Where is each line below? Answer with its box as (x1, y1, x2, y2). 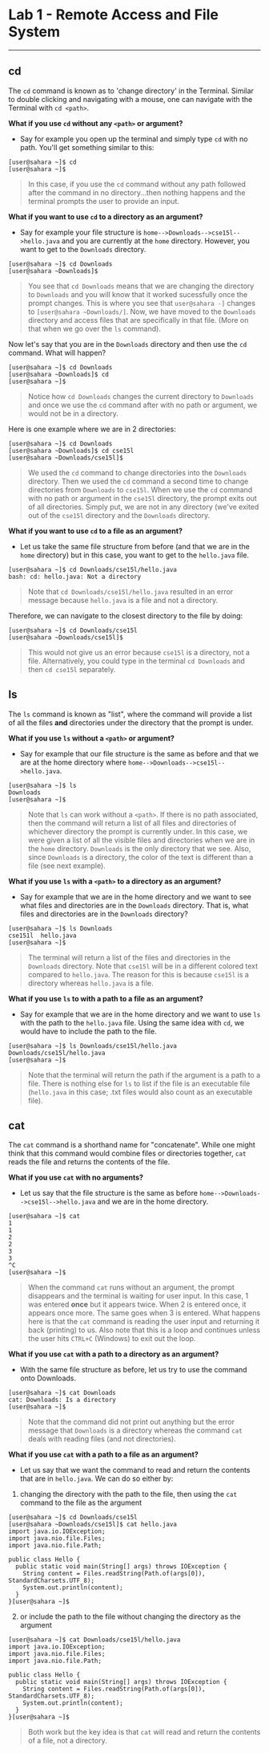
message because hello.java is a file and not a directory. (27, 595, 219, 605)
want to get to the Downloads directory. (19, 244, 147, 254)
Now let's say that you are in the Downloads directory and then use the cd (8, 339, 247, 349)
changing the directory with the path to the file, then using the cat (19, 1490, 238, 1499)
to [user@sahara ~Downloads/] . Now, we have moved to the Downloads (27, 307, 256, 316)
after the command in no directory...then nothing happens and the (27, 187, 246, 198)
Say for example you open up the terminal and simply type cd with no (19, 134, 248, 144)
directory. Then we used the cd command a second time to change (27, 476, 249, 486)
